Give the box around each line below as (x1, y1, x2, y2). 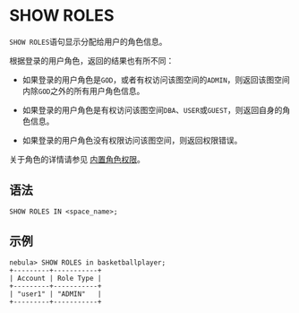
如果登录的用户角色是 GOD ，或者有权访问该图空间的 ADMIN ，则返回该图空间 (21, 74, 291, 85)
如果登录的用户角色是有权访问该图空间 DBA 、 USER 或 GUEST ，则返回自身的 (21, 104, 283, 115)
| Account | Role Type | (9, 274, 102, 283)
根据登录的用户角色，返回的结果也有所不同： (9, 55, 175, 65)
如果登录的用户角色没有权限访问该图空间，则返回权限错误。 (21, 135, 243, 145)
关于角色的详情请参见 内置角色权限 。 (9, 153, 145, 164)
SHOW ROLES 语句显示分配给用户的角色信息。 (9, 36, 167, 47)
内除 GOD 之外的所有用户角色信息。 (21, 85, 145, 96)
